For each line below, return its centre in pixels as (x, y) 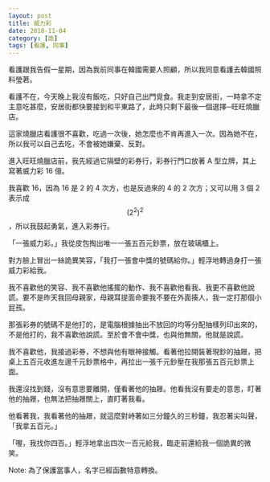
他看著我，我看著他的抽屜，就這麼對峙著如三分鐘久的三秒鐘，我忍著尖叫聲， (135, 415)
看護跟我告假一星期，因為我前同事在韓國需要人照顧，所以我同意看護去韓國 (131, 70)
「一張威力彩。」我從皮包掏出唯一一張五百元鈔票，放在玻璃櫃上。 (116, 243)
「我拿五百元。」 (35, 426)
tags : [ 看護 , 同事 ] (39, 46)
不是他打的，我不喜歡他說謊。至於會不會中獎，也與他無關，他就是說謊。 (128, 334)
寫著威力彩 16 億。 (39, 171)
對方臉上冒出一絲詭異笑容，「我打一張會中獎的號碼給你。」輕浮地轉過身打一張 (135, 260)
